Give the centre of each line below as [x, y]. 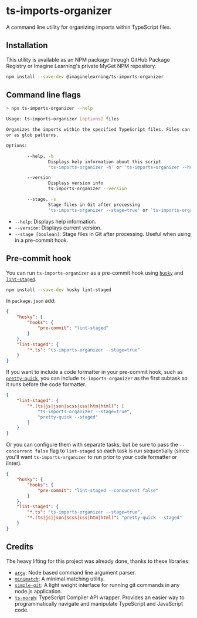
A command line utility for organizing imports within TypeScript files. [89, 27]
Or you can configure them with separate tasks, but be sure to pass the [92, 445]
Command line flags [43, 95]
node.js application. [38, 591]
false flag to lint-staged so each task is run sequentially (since [112, 451]
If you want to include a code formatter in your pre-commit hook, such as [94, 372]
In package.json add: [31, 301]
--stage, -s [42, 200]
